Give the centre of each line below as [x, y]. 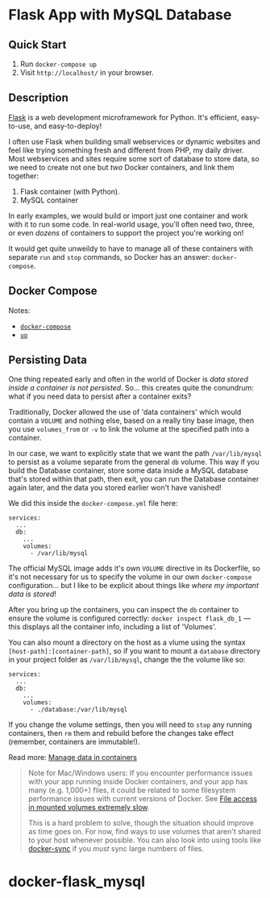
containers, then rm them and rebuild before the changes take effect [121, 733]
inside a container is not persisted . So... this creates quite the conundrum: [131, 388]
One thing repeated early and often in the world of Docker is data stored [128, 379]
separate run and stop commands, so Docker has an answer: [110, 257]
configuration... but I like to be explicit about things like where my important [134, 586]
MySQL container [49, 200]
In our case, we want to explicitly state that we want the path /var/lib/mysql [135, 453]
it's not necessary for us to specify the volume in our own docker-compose [130, 577]
